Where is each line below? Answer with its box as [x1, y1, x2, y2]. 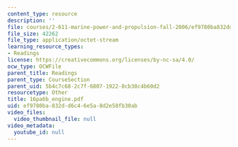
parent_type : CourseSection [7, 76, 91, 83]
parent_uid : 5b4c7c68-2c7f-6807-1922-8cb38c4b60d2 [7, 83, 160, 90]
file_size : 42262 [7, 30, 59, 37]
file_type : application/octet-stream [7, 37, 119, 44]
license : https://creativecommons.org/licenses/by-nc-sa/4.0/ [7, 57, 195, 64]
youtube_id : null [13, 129, 65, 136]
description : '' [7, 17, 55, 24]
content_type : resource [7, 10, 78, 18]
